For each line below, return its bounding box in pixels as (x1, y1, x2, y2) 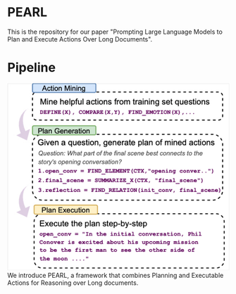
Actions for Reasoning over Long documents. (7, 279, 139, 287)
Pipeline (7, 60, 56, 76)
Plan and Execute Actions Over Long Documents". (7, 34, 153, 43)
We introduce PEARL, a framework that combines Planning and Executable (7, 271, 224, 279)
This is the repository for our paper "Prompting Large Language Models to (7, 27, 223, 36)
